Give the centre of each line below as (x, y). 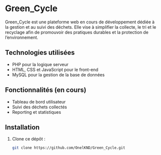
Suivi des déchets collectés (39, 107)
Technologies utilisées (40, 53)
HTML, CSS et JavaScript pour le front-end (55, 69)
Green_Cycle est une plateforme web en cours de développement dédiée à (80, 22)
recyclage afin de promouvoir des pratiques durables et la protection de (77, 32)
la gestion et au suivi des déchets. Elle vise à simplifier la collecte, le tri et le (81, 27)
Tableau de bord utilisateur (39, 102)
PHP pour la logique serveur (40, 64)
